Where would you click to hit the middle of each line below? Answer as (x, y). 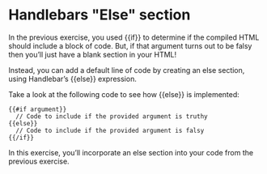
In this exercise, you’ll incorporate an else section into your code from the (131, 152)
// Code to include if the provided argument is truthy (112, 116)
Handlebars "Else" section (100, 15)
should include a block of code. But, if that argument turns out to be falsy (130, 45)
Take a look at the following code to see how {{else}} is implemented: (124, 94)
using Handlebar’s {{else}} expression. (73, 79)
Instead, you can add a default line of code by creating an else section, (127, 70)
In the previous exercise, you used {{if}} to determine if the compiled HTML (134, 37)
